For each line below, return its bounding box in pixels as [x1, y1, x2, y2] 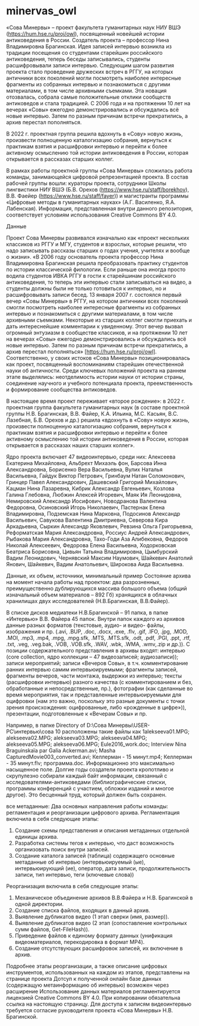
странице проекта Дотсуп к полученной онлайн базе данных [6, 975, 162, 982]
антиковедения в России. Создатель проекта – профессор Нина [6, 36, 169, 43]
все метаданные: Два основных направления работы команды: [6, 802, 168, 809]
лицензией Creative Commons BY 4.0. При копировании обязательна [6, 994, 181, 1001]
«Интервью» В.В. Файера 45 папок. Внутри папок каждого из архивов [6, 615, 185, 622]
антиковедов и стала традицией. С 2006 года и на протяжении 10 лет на [6, 99, 191, 106]
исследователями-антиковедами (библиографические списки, [6, 778, 167, 786]
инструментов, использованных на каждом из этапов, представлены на [6, 968, 190, 976]
